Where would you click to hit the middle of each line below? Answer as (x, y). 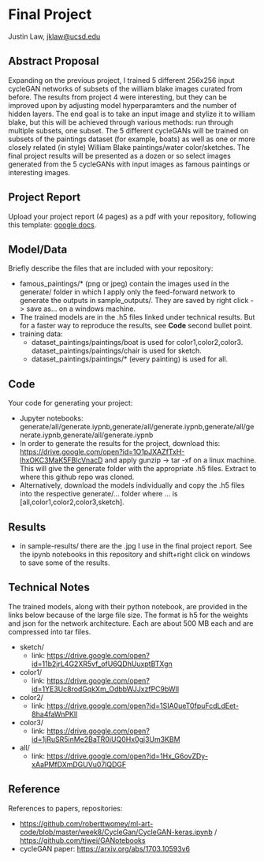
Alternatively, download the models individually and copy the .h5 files (132, 485)
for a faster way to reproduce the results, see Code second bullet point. (136, 326)
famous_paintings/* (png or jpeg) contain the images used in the (125, 284)
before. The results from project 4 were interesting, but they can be (117, 97)
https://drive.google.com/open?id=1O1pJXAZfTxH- (102, 452)
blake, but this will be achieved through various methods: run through (121, 122)
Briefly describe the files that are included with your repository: (111, 268)
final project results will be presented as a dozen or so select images (119, 155)
